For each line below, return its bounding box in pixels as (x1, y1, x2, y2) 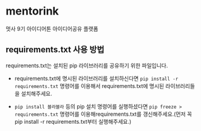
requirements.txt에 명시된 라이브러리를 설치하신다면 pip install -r (14, 75, 179, 82)
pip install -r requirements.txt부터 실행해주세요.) (14, 118, 132, 125)
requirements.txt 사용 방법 (5, 44, 104, 55)
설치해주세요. (21, 90, 52, 97)
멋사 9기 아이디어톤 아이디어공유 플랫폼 (5, 25, 98, 32)
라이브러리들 (165, 82, 196, 89)
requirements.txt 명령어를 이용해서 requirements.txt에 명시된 (14, 82, 165, 89)
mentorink (5, 4, 59, 18)
